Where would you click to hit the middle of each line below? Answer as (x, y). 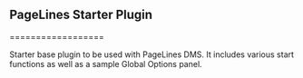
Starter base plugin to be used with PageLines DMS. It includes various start (152, 54)
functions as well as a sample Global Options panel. (106, 63)
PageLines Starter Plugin (81, 15)
